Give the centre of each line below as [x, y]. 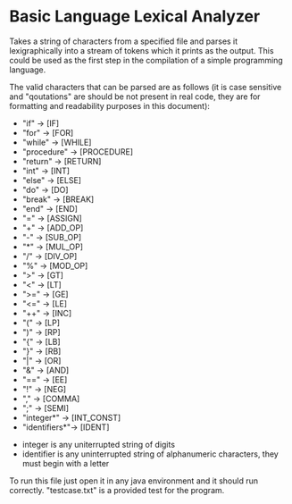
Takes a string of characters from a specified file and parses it [124, 41]
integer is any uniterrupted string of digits [99, 444]
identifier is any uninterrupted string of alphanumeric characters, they [150, 454]
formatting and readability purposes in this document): [109, 105]
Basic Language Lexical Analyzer [135, 17]
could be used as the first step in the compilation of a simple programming [146, 60]
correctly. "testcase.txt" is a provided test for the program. [117, 490]
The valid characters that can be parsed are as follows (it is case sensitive [146, 87]
